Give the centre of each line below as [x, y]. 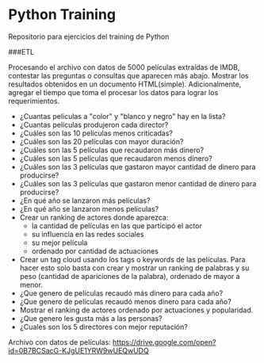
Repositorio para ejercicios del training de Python [89, 36]
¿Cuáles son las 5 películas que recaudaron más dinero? [112, 150]
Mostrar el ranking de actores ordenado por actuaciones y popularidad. [136, 310]
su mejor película [59, 243]
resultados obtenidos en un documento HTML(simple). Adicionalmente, [125, 84]
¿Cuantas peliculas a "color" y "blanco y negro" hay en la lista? [122, 116]
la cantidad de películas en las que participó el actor [117, 225]
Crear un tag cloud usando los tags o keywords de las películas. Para [132, 259]
